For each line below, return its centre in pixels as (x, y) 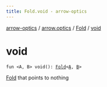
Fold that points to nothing (38, 77)
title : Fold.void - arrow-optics (47, 11)
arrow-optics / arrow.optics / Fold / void (53, 28)
